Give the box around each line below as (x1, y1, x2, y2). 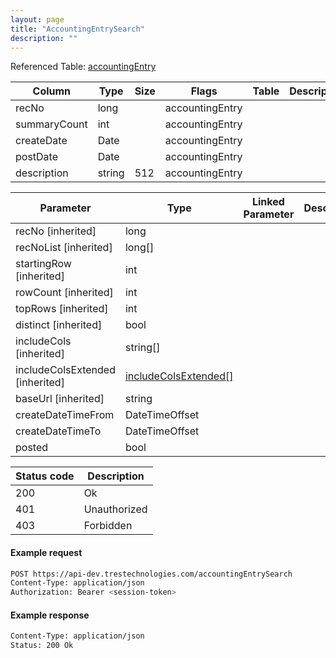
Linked (251, 195, 285, 209)
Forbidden (83, 519, 133, 533)
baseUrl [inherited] (15, 392, 105, 406)
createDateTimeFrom (15, 408, 115, 422)
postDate (15, 150, 59, 164)
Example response (10, 609, 90, 621)
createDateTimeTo (15, 424, 102, 438)
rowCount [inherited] (15, 286, 114, 300)
